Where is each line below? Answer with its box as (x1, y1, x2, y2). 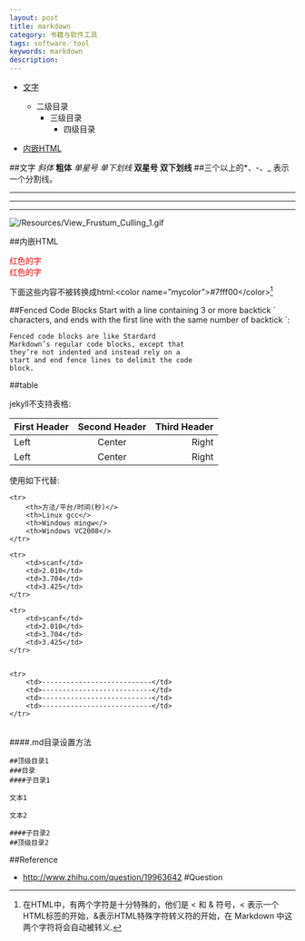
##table (9, 379, 39, 391)
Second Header (77, 420, 147, 432)
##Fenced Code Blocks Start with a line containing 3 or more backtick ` (9, 304, 277, 315)
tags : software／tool (9, 38, 90, 48)
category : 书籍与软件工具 (9, 30, 98, 39)
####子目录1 (9, 776, 51, 785)
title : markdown (9, 22, 71, 31)
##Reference (9, 854, 59, 865)
